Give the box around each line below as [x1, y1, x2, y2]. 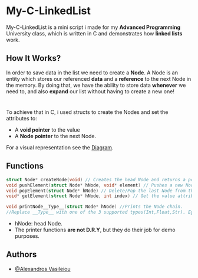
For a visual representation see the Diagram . [6, 143, 114, 151]
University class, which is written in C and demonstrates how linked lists [6, 30, 183, 37]
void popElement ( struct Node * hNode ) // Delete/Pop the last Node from [6, 188, 186, 194]
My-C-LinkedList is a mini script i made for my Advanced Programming [6, 24, 181, 31]
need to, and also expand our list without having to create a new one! [6, 87, 175, 95]
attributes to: [6, 115, 37, 122]
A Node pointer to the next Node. [14, 132, 97, 139]
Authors [6, 250, 37, 260]
